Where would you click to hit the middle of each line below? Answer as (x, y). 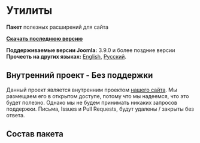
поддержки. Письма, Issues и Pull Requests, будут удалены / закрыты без (100, 109)
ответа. (16, 115)
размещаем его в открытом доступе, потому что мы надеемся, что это (98, 96)
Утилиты (29, 10)
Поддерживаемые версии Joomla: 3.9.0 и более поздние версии (91, 50)
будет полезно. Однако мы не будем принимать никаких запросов (92, 102)
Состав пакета (35, 134)
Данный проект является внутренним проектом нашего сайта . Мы (92, 90)
